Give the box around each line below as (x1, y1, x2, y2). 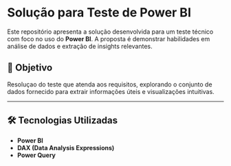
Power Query (16, 151, 56, 159)
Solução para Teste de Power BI (7, 5, 191, 21)
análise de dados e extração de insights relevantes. (7, 42, 153, 50)
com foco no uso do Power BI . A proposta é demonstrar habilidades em (7, 34, 210, 43)
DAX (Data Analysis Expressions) (16, 143, 115, 152)
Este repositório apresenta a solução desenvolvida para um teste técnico (7, 27, 214, 36)
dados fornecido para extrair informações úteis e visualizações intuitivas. (7, 87, 214, 95)
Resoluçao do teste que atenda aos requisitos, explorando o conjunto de (7, 80, 212, 88)
